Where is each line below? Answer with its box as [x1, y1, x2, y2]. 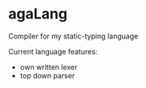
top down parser [19, 70, 75, 80]
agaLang [8, 5, 68, 23]
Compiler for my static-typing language [8, 31, 139, 41]
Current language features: [8, 46, 98, 56]
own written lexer [19, 62, 78, 72]
